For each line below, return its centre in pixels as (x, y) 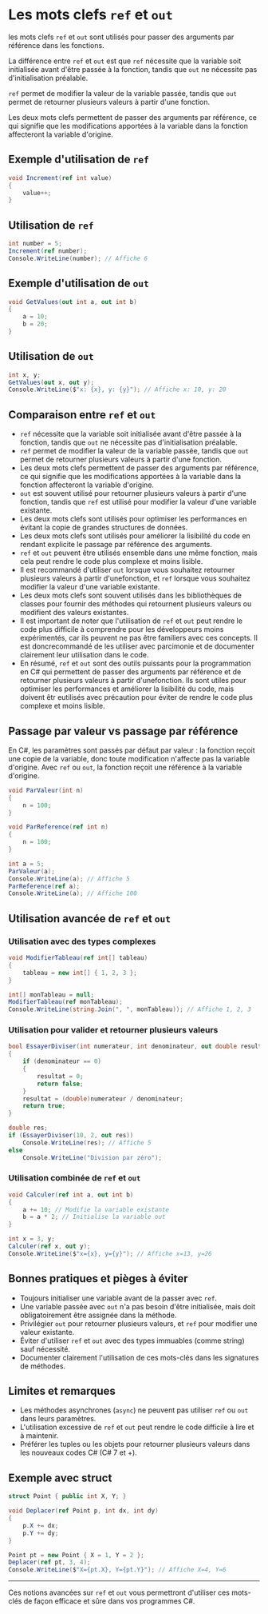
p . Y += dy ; (41, 1533)
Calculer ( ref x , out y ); (49, 1246)
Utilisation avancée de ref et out (90, 919)
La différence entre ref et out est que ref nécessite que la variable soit (125, 61)
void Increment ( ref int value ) (60, 178)
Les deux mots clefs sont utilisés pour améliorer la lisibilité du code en (135, 536)
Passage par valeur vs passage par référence (123, 731)
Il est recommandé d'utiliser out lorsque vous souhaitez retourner (127, 570)
